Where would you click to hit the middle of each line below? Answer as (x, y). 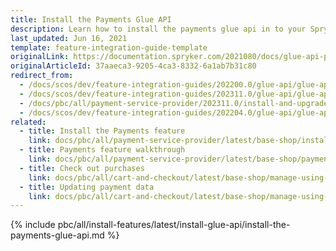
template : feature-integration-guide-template (109, 47)
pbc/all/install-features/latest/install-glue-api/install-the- (174, 225)
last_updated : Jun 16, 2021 (69, 38)
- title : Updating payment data (87, 187)
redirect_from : (42, 76)
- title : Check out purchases (82, 168)
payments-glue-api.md (57, 235)
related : (28, 122)
